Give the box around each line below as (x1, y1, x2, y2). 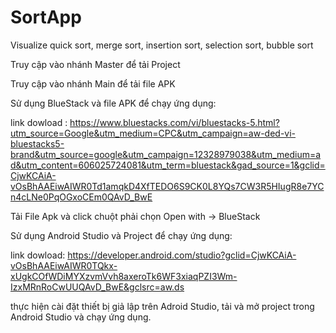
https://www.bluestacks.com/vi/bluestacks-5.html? (69, 116, 280, 128)
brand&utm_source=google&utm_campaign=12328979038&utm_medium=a (10, 148, 322, 160)
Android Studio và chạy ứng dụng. (10, 311, 152, 323)
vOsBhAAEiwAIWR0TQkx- (10, 259, 118, 271)
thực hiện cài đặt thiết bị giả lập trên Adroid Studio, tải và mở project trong (10, 300, 315, 312)
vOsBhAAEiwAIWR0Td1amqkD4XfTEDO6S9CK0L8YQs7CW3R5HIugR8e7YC (10, 180, 325, 192)
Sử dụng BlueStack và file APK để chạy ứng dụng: (10, 97, 217, 109)
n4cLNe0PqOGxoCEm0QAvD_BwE (10, 191, 153, 203)
